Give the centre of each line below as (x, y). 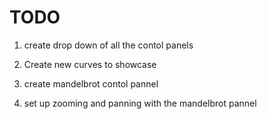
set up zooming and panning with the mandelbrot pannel (140, 103)
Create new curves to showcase (90, 64)
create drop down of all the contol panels (108, 45)
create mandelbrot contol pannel (91, 83)
